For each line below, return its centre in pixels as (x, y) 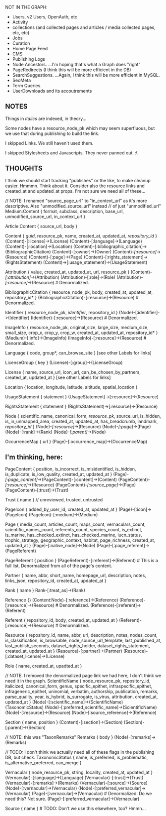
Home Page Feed (30, 49)
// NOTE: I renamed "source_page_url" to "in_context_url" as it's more (76, 201)
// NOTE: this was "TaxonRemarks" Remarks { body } (59, 737)
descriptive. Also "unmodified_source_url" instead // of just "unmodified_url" (83, 206)
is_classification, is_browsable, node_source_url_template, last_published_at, (83, 641)
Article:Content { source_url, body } (41, 226)
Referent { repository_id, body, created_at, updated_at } (61, 620)
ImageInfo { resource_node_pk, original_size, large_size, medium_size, (77, 327)
